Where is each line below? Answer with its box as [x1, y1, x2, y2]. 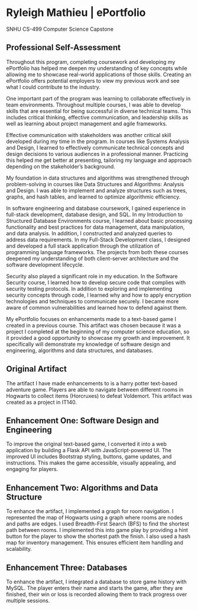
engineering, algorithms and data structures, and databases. [6, 346, 154, 354]
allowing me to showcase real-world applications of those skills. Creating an [6, 71, 192, 78]
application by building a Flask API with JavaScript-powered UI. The [6, 447, 171, 454]
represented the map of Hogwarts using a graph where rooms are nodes [6, 514, 183, 521]
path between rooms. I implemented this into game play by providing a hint [6, 527, 188, 534]
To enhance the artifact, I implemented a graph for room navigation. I [6, 508, 174, 515]
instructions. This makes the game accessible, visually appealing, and [6, 459, 176, 466]
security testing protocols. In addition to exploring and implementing [6, 285, 173, 292]
